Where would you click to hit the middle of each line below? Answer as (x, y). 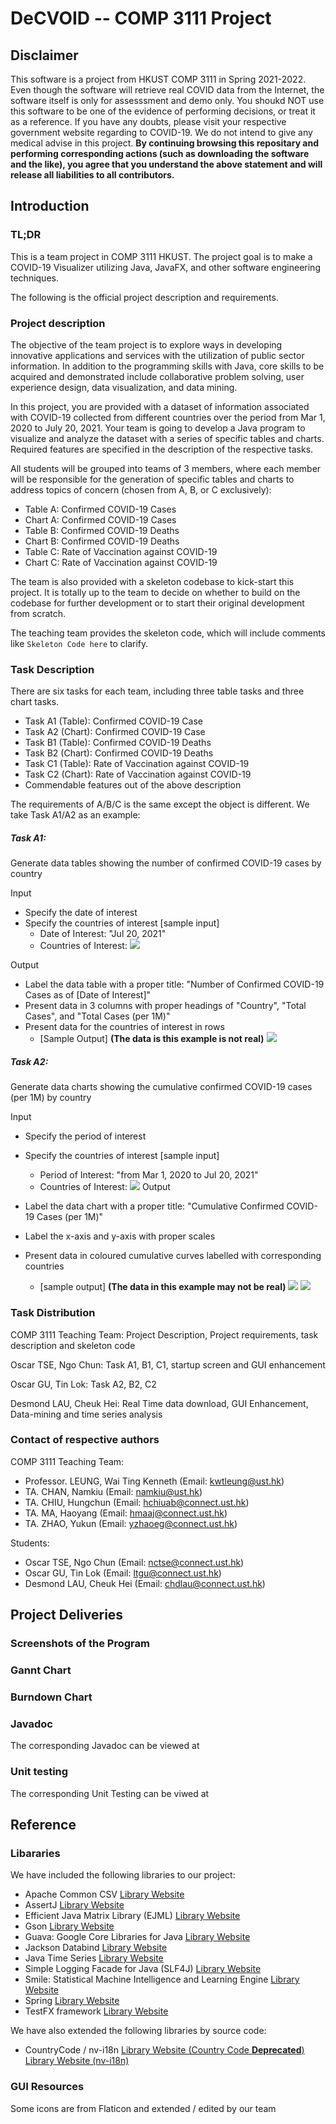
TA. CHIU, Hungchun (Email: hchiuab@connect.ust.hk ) (137, 1502)
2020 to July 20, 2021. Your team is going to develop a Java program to (158, 428)
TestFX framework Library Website (96, 2011)
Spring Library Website (72, 2001)
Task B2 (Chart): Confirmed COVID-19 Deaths (119, 753)
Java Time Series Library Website (94, 1958)
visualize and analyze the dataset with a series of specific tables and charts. (167, 438)
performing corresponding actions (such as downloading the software (160, 153)
